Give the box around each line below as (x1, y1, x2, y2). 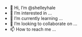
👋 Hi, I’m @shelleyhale (9, 5, 56, 10)
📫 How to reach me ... (9, 26, 56, 32)
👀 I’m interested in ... (9, 10, 52, 16)
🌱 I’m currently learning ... (9, 15, 63, 21)
